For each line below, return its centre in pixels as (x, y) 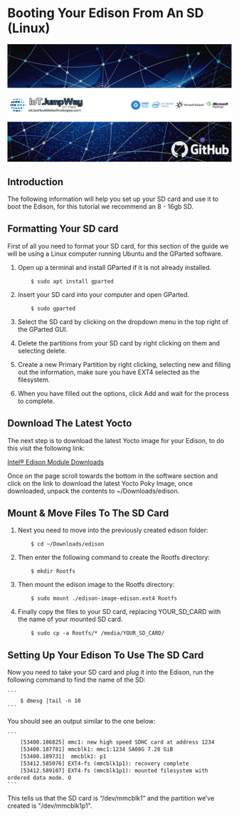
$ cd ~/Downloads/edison (68, 544)
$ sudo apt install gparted (72, 281)
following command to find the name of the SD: (76, 680)
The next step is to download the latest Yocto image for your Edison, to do (116, 440)
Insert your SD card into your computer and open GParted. (103, 294)
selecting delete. (42, 350)
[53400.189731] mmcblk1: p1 (63, 756)
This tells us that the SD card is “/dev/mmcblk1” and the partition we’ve (111, 798)
